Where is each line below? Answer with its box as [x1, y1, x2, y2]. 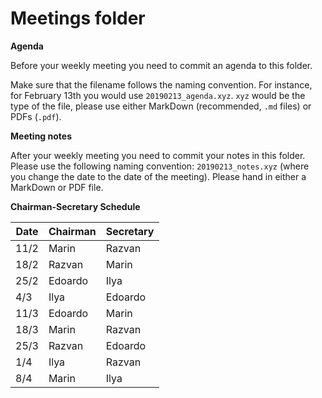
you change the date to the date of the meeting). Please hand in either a [10, 170, 307, 182]
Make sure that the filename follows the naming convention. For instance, [10, 78, 313, 91]
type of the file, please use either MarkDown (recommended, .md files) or [10, 100, 312, 112]
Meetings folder [10, 7, 146, 30]
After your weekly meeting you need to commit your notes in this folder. [10, 149, 306, 161]
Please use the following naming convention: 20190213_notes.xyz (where [10, 160, 310, 172]
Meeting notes [10, 130, 72, 142]
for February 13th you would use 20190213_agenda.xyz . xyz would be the [10, 89, 306, 101]
